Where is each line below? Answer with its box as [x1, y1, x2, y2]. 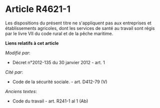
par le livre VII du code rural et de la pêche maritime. [5, 30, 113, 36]
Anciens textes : [5, 88, 37, 94]
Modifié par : [5, 50, 31, 56]
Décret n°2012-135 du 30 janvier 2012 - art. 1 [12, 59, 105, 65]
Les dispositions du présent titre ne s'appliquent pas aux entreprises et [5, 20, 151, 26]
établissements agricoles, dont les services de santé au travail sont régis [5, 25, 155, 31]
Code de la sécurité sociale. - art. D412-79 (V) [12, 79, 107, 85]
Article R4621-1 [5, 3, 71, 15]
